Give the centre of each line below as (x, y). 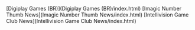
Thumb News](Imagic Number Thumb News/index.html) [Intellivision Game (97, 15)
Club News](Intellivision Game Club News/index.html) (71, 21)
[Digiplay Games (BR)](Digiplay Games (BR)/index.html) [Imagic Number (94, 9)
